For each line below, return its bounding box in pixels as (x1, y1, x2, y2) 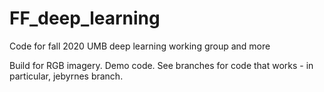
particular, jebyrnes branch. (9, 70, 124, 82)
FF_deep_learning (9, 7, 161, 30)
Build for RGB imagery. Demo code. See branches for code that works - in (9, 59, 314, 71)
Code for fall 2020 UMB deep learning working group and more (9, 40, 271, 52)
